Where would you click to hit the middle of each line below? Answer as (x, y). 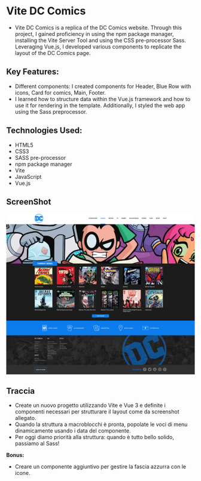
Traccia (20, 391)
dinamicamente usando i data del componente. (73, 431)
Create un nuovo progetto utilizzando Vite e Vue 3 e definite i (90, 406)
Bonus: (15, 455)
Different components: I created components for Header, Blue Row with (103, 86)
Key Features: (33, 72)
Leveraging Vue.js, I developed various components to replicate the (98, 47)
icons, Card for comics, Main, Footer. (60, 92)
